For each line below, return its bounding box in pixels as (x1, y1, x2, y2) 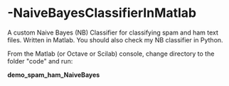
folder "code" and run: (7, 56, 73, 65)
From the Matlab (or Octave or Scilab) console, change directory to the (7, 49, 215, 58)
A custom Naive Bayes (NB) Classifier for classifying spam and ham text (7, 28, 219, 37)
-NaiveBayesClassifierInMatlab (7, 5, 197, 21)
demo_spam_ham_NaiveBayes (7, 70, 100, 79)
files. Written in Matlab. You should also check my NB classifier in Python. (7, 35, 223, 44)
